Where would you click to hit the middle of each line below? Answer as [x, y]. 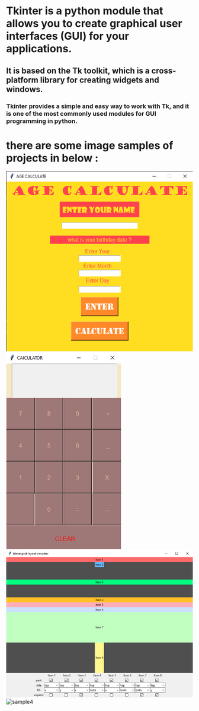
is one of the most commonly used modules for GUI [81, 113]
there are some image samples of [90, 145]
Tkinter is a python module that [85, 11]
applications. [39, 49]
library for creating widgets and [99, 80]
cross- [164, 70]
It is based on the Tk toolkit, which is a [78, 70]
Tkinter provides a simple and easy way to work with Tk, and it [98, 106]
